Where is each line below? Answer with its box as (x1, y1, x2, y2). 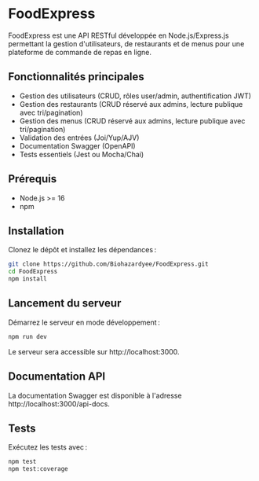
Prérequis (8, 172, 57, 185)
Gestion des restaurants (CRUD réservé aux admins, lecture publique (19, 99, 243, 108)
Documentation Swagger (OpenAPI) (19, 141, 136, 150)
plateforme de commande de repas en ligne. (8, 47, 151, 57)
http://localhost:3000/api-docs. (8, 398, 110, 409)
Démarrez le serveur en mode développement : (8, 318, 161, 327)
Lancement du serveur (8, 296, 122, 310)
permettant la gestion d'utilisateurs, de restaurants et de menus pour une (8, 39, 245, 48)
